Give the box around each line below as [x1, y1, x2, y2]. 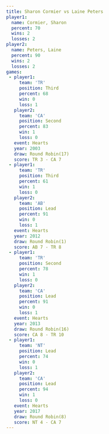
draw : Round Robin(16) [13, 326, 69, 332]
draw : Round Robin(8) [13, 413, 67, 420]
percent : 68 [19, 91, 49, 97]
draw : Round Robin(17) [13, 151, 69, 157]
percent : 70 [11, 25, 41, 31]
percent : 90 [11, 52, 41, 58]
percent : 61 [19, 178, 49, 184]
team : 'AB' [19, 200, 46, 206]
